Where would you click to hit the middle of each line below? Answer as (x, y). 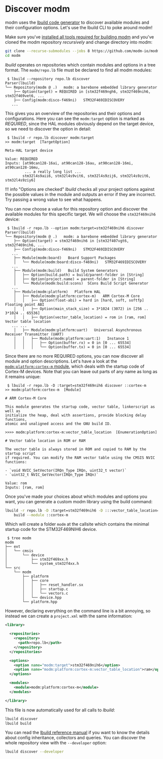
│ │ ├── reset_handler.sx (53, 585)
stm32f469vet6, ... (25, 96)
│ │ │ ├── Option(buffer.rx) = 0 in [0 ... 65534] (73, 343)
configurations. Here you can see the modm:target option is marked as (75, 118)
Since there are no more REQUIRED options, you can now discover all (74, 356)
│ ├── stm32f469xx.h (37, 560)
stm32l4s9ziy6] (20, 180)
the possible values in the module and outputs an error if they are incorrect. (81, 194)
